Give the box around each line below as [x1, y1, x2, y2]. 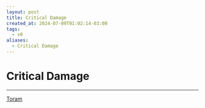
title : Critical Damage [6, 15, 67, 21]
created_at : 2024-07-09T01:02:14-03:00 [6, 20, 108, 26]
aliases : [6, 37, 29, 43]
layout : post [6, 9, 40, 15]
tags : [6, 26, 20, 32]
